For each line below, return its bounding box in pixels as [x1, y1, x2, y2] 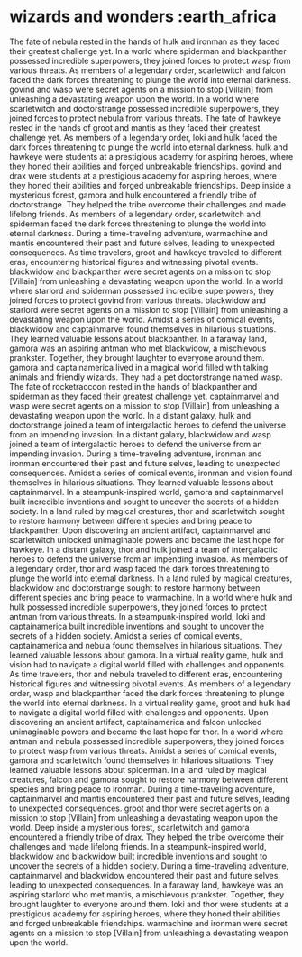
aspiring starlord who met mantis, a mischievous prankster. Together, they [9, 888, 285, 899]
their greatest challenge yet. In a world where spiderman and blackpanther [9, 45, 287, 56]
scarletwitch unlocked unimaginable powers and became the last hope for [9, 534, 285, 545]
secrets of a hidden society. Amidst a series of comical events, [9, 630, 243, 641]
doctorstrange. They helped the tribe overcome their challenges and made [9, 198, 287, 209]
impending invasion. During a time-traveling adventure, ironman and [9, 448, 263, 459]
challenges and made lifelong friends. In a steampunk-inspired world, [9, 841, 267, 851]
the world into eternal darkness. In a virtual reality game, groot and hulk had [9, 697, 291, 708]
